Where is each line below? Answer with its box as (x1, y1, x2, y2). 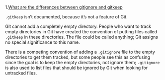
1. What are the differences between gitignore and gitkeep (5, 4, 123, 10)
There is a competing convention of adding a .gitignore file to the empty (5, 49, 155, 55)
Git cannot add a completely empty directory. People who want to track (5, 23, 152, 29)
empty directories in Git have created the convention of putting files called (5, 29, 158, 34)
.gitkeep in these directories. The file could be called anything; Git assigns (5, 34, 158, 40)
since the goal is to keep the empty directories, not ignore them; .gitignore (5, 60, 160, 65)
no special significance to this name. (5, 39, 81, 45)
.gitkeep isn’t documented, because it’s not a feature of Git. (5, 14, 128, 19)
